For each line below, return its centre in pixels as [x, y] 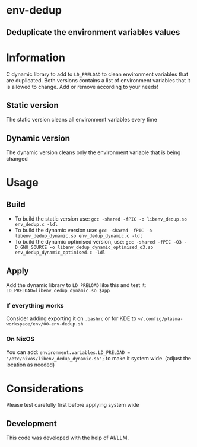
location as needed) [31, 365]
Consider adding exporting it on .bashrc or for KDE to [71, 318]
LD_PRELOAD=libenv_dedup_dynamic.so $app [58, 290]
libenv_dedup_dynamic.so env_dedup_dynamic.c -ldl [79, 236]
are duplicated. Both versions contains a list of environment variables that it [99, 80]
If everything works [35, 305]
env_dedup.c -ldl [36, 225]
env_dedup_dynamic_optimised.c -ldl [60, 253]
